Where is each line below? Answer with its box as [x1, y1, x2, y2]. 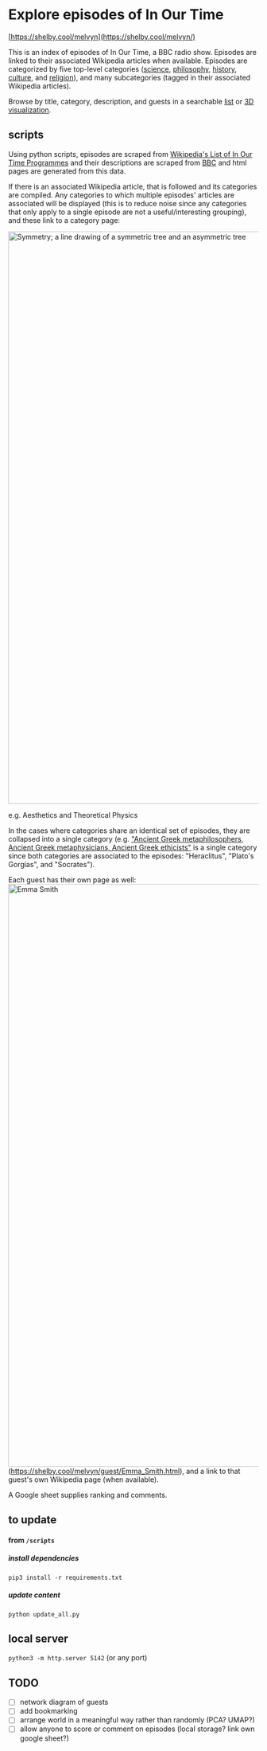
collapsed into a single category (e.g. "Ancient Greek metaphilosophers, [8, 834, 244, 843]
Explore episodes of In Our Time [8, 6, 224, 24]
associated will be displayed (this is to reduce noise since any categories [8, 198, 247, 208]
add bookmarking [19, 1706, 78, 1716]
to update [8, 1513, 57, 1526]
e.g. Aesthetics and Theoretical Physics [8, 810, 138, 819]
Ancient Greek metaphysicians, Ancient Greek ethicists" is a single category [8, 842, 257, 852]
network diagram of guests [19, 1698, 109, 1707]
